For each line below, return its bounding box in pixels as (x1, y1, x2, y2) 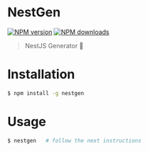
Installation (7, 67, 75, 82)
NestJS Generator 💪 (24, 41, 84, 50)
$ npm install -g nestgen (7, 89, 84, 96)
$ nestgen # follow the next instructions (7, 137, 142, 144)
